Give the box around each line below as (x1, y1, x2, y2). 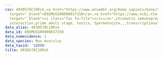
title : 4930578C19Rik (5, 47, 49, 52)
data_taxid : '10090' (5, 43, 47, 48)
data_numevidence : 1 (5, 34, 47, 39)
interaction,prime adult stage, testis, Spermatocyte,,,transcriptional (9, 20, 160, 26)
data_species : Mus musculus (5, 39, 62, 44)
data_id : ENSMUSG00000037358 (5, 30, 64, 34)
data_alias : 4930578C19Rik (5, 25, 60, 30)
